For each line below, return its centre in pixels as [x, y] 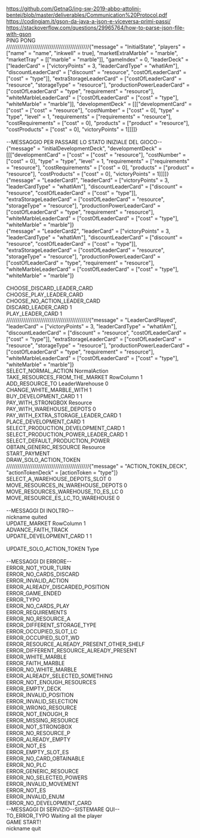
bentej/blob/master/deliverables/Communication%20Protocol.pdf [87, 15]
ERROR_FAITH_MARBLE [36, 663]
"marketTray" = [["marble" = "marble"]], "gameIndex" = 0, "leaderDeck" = [98, 60]
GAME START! [24, 822]
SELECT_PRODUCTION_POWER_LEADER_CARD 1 [67, 434]
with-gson [19, 34]
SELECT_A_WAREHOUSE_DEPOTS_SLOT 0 [59, 479]
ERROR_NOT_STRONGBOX [39, 727]
